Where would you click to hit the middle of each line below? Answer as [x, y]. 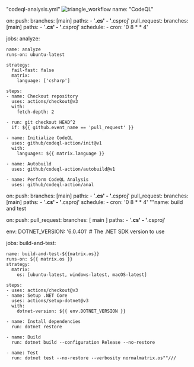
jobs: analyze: [23, 38]
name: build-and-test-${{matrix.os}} [53, 254]
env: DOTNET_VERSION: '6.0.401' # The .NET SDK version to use [85, 231]
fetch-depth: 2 [36, 112]
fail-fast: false [33, 70]
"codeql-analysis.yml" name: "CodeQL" [80, 9]
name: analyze [24, 49]
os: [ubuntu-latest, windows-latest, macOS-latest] [82, 275]
